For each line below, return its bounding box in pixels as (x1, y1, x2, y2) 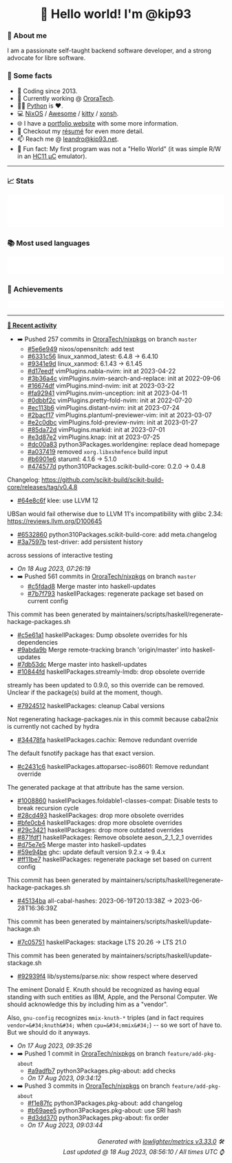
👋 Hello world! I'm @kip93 (40, 6, 191, 22)
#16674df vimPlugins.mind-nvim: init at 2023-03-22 (27, 382, 176, 390)
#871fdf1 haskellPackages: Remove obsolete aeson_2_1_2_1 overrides (17, 833, 213, 841)
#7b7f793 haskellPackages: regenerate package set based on (27, 589, 204, 598)
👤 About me (7, 31, 47, 41)
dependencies (17, 638, 59, 647)
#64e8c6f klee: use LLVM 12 (17, 496, 98, 505)
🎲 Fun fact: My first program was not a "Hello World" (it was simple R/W (17, 144, 222, 153)
